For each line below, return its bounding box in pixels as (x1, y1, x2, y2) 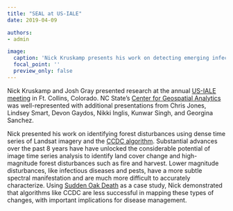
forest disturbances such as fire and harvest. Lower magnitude (39, 159, 219, 167)
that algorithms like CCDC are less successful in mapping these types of (7, 188, 214, 196)
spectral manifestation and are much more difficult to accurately (7, 174, 191, 182)
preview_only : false (13, 67, 73, 74)
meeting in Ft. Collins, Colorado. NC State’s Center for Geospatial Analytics (7, 94, 221, 102)
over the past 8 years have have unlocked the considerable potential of (7, 144, 211, 153)
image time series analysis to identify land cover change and (7, 151, 180, 160)
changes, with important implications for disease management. (7, 196, 187, 204)
